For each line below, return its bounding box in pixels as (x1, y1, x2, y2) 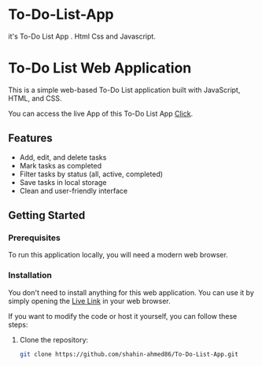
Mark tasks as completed (19, 161, 102, 170)
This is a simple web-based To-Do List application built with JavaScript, (8, 85, 241, 94)
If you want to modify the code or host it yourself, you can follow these (8, 311, 238, 320)
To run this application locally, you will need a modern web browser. (8, 250, 228, 260)
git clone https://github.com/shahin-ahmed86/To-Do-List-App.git (19, 350, 238, 358)
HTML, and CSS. (8, 93, 62, 103)
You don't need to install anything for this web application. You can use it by (8, 287, 254, 297)
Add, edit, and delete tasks (19, 152, 107, 162)
